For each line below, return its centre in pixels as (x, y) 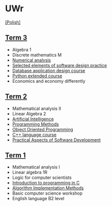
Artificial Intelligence (33, 119)
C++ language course (34, 135)
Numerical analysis (31, 60)
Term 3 (16, 38)
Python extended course (37, 76)
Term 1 (15, 155)
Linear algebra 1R (30, 172)
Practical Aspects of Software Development (56, 140)
